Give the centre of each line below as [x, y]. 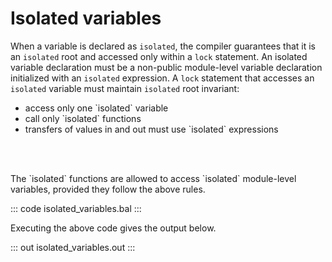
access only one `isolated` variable [96, 108]
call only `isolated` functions [83, 118]
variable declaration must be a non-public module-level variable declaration [166, 67]
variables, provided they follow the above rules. [108, 189]
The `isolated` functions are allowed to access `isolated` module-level [153, 178]
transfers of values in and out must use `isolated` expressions [151, 129]
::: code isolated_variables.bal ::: [76, 208]
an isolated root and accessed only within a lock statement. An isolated [159, 56]
